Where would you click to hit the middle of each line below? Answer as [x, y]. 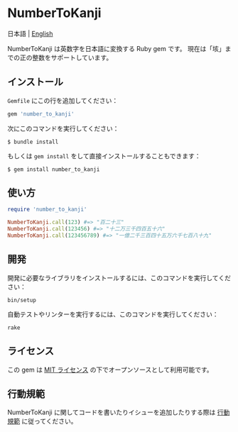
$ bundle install [33, 142]
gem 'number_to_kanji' [41, 114]
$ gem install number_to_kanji [54, 169]
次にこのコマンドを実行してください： [63, 128]
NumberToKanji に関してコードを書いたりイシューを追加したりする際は [112, 412]
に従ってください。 [49, 421]
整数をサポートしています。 [72, 57]
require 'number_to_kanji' [47, 210]
